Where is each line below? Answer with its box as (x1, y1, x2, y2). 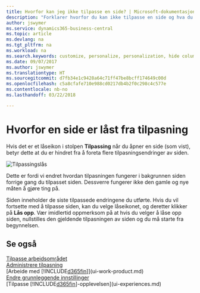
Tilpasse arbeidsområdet (6, 255, 67, 262)
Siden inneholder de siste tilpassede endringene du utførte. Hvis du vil (6, 196, 179, 203)
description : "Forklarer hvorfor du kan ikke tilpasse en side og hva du (6, 14, 193, 20)
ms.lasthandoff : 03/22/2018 (6, 92, 76, 98)
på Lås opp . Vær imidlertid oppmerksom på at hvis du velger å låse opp (6, 209, 182, 216)
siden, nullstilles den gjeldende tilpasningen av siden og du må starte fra (6, 215, 184, 223)
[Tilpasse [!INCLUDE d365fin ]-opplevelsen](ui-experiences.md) (6, 280, 162, 287)
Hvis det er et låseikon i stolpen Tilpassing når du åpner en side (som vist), (6, 143, 190, 150)
